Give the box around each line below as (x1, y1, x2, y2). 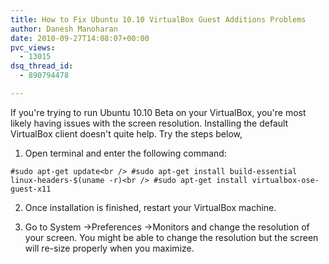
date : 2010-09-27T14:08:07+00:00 (10, 33, 150, 43)
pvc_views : (10, 42, 56, 53)
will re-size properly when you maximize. (24, 242, 195, 254)
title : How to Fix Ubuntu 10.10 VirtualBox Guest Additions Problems (10, 14, 307, 25)
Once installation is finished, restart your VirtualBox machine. (24, 201, 277, 213)
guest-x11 (10, 184, 52, 194)
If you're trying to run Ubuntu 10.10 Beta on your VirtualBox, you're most (10, 106, 307, 118)
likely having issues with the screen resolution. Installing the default (10, 117, 289, 129)
